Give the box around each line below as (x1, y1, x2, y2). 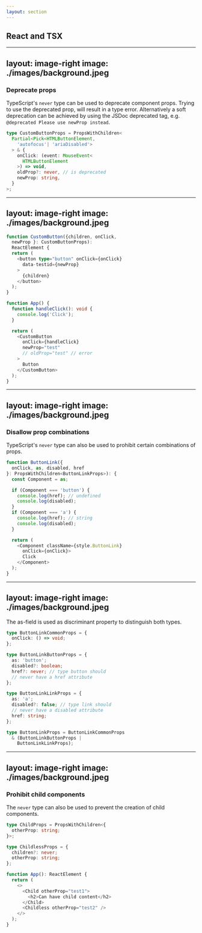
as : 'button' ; (11, 657, 47, 664)
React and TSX (6, 31, 63, 41)
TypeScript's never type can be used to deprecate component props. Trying (6, 100, 195, 107)
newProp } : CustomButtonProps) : (11, 239, 93, 245)
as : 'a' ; (11, 696, 34, 702)
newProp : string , (17, 175, 61, 181)
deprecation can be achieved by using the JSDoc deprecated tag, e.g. (6, 112, 180, 120)
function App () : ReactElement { (6, 872, 87, 878)
